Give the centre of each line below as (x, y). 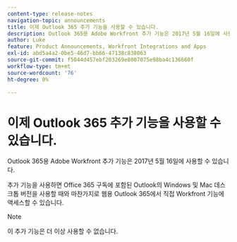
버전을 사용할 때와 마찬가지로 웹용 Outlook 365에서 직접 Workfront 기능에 (122, 194)
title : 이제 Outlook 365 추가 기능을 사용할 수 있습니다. (83, 27)
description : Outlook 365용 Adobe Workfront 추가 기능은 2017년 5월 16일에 (114, 34)
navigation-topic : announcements (56, 20)
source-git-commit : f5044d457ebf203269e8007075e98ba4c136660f (101, 60)
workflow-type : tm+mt (39, 66)
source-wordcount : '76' (42, 73)
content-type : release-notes (50, 14)
